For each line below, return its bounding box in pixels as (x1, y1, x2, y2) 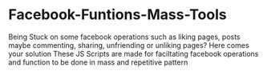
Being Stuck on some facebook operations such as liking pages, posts (8, 32, 241, 41)
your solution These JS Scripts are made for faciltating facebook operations (8, 49, 259, 58)
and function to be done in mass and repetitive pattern (8, 57, 188, 67)
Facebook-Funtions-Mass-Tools (8, 6, 227, 24)
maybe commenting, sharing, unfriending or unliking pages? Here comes (8, 40, 250, 49)
